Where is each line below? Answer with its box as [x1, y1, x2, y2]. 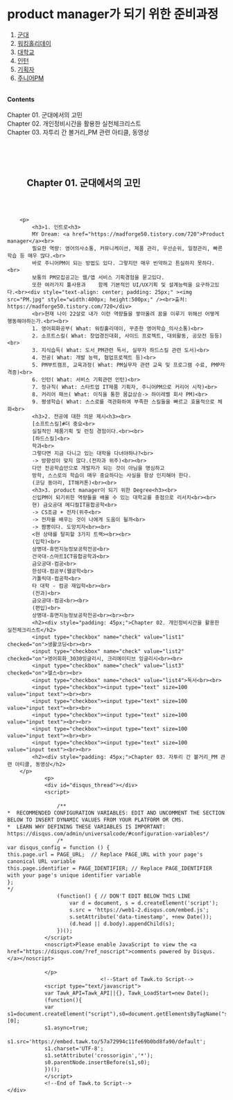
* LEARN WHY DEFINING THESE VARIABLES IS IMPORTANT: [7, 823, 166, 830]
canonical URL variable [7, 857, 76, 865]
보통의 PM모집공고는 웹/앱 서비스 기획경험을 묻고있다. [32, 274, 165, 281]
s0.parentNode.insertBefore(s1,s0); [44, 1058, 150, 1066]
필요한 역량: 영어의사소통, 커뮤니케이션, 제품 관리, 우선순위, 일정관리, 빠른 [32, 245, 223, 252]
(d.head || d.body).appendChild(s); [69, 920, 175, 927]
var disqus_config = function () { [7, 844, 110, 851]
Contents [7, 95, 35, 103]
